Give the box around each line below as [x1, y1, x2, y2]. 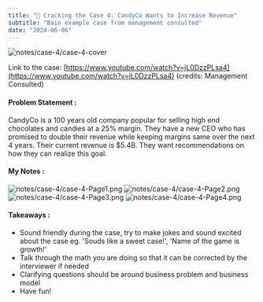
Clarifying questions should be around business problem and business [19, 269, 249, 279]
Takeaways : [8, 210, 50, 220]
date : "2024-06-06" [8, 26, 72, 34]
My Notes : [8, 167, 45, 176]
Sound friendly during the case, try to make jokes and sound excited [19, 227, 242, 237]
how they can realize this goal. [8, 149, 108, 158]
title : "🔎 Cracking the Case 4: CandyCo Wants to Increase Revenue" [8, 11, 238, 20]
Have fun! [19, 286, 52, 296]
